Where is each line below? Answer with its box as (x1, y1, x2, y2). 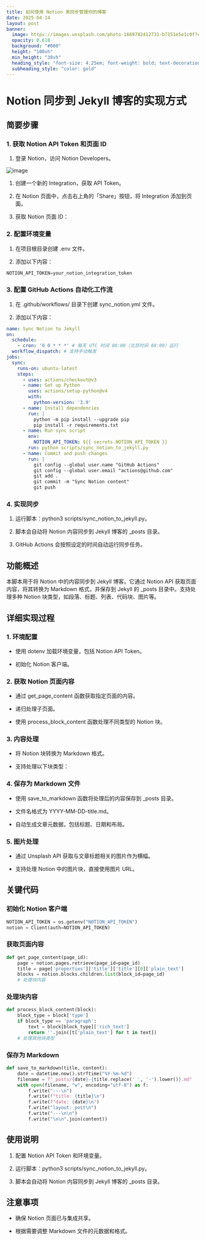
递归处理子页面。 (15, 705, 59, 712)
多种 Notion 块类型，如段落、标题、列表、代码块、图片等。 (11, 593, 160, 601)
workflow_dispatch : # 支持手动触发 (12, 348, 97, 354)
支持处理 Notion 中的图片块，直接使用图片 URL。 (15, 865, 138, 873)
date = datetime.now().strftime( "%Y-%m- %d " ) (17, 1070, 132, 1077)
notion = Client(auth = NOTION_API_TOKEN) (6, 925, 111, 931)
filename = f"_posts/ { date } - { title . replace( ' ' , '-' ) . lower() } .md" (17, 1076, 193, 1083)
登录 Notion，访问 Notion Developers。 (15, 155, 114, 162)
